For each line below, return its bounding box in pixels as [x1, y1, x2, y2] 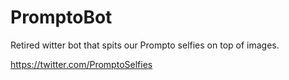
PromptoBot [10, 6, 113, 29]
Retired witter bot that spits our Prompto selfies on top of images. [10, 39, 280, 51]
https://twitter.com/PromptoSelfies [10, 58, 153, 70]
